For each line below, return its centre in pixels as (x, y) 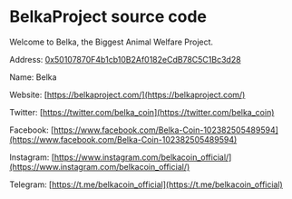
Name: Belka (33, 77)
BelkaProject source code (108, 17)
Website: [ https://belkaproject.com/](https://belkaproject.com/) (127, 95)
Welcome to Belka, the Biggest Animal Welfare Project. (112, 42)
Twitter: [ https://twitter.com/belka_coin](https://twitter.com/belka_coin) (142, 112)
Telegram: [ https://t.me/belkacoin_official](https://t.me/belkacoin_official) (146, 184)
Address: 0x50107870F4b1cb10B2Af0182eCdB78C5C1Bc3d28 (126, 59)
